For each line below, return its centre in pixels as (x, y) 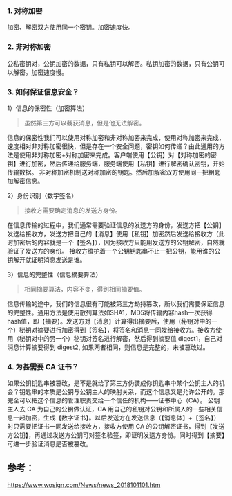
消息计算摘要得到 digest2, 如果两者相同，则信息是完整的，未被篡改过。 (108, 347)
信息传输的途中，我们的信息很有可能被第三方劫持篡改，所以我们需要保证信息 (116, 303)
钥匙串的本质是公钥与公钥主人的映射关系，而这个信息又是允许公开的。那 (122, 392)
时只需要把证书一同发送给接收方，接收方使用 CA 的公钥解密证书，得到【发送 (116, 427)
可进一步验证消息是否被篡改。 (49, 444)
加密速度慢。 (49, 72)
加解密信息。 (25, 181)
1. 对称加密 (25, 10)
